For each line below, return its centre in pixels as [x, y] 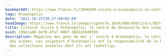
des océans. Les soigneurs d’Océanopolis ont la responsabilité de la [84, 41]
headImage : [16, 23]
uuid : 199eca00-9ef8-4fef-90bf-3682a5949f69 [52, 32]
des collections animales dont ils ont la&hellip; [63, 46]
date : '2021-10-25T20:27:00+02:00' [42, 19]
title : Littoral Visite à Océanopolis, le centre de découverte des [77, 28]
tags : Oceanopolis [24, 14]
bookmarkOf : [17, 9]
